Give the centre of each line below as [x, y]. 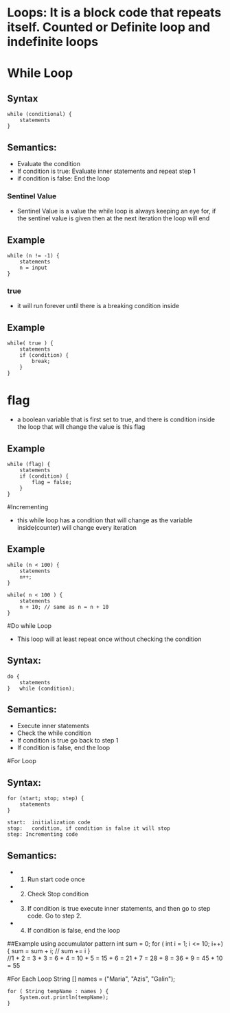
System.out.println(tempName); [64, 998]
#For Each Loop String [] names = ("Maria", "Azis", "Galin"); [91, 979]
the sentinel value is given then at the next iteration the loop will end [113, 218]
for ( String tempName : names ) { [58, 992]
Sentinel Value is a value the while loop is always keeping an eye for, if [116, 211]
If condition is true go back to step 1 [68, 741]
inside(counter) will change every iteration [77, 527]
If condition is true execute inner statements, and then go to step [119, 909]
